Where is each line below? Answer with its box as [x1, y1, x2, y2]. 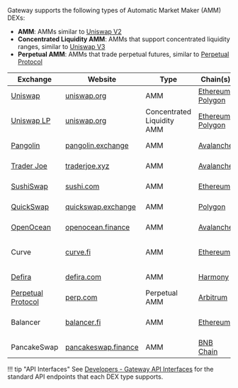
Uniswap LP [11, 116, 51, 125]
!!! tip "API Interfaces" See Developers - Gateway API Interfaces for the [7, 365, 214, 373]
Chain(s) [200, 75, 231, 84]
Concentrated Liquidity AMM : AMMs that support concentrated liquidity [17, 35, 230, 43]
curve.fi [64, 247, 91, 257]
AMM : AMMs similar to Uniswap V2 [17, 28, 122, 36]
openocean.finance [64, 222, 130, 232]
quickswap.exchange [64, 202, 137, 212]
